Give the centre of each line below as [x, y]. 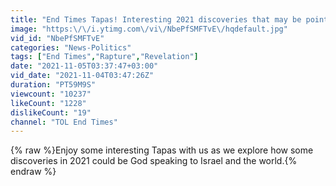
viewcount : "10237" [51, 94]
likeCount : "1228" [48, 103]
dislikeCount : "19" [51, 112]
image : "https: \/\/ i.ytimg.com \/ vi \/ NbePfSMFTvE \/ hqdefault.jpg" [149, 29]
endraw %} [33, 172]
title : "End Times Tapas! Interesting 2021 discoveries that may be [156, 19]
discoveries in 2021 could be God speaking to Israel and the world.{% [154, 161]
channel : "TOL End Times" [64, 122]
